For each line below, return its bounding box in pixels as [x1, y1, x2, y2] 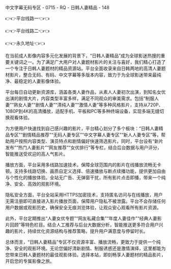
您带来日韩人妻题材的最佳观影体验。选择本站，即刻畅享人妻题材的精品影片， [5, 252, 166, 258]
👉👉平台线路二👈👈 [5, 28, 50, 34]
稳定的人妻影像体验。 [18, 78, 64, 84]
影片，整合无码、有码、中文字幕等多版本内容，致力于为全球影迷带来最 [9, 72, 157, 78]
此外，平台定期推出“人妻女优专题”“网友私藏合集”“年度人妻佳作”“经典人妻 [5, 215, 158, 221]
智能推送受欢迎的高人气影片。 [5, 151, 68, 157]
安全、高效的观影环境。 [14, 181, 64, 187]
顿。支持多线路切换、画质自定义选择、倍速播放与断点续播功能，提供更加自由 [5, 168, 166, 174]
